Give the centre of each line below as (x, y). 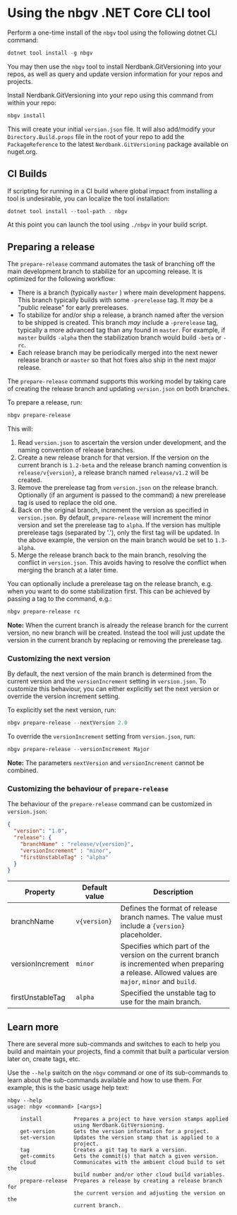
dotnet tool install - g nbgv (50, 53)
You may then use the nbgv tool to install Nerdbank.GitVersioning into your (115, 66)
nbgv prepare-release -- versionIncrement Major (79, 750)
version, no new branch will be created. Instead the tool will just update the (116, 633)
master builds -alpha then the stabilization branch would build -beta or (120, 337)
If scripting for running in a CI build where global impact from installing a (112, 191)
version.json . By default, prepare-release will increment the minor (114, 517)
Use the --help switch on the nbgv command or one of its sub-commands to (117, 1073)
